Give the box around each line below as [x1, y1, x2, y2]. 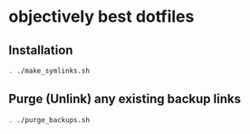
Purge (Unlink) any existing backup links [8, 91, 242, 107]
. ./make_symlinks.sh [8, 66, 91, 75]
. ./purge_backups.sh [8, 115, 91, 124]
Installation [8, 43, 73, 58]
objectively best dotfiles [8, 6, 195, 27]
